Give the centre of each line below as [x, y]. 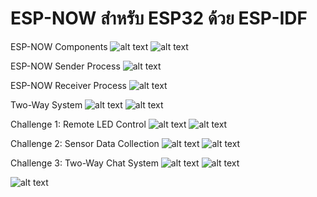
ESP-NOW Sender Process [65, 66]
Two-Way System [46, 104]
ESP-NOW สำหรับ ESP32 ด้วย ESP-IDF [159, 18]
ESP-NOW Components [59, 46]
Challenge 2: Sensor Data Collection [85, 143]
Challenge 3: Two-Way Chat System [84, 163]
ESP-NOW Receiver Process [68, 85]
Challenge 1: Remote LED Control [78, 124]
